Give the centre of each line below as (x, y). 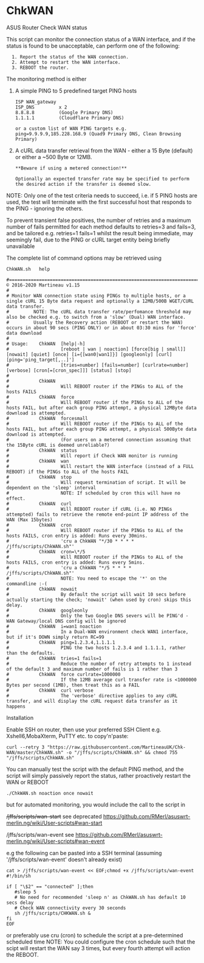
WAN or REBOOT (28, 782)
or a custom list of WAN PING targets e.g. (71, 129)
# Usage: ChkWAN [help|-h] (46, 344)
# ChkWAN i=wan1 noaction (54, 626)
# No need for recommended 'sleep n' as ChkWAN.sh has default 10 (100, 897)
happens (16, 706)
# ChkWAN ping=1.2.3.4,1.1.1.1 (61, 642)
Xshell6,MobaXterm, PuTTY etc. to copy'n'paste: (67, 736)
